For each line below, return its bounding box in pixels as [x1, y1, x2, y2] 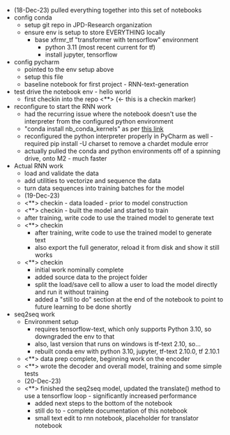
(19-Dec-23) [24, 191, 61, 200]
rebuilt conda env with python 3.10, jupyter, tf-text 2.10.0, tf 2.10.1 [34, 347, 220, 355]
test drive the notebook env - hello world [13, 87, 131, 96]
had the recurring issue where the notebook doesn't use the [24, 110, 197, 118]
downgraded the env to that [34, 332, 115, 341]
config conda [13, 13, 52, 22]
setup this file [24, 73, 64, 81]
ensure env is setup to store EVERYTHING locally [24, 28, 166, 36]
